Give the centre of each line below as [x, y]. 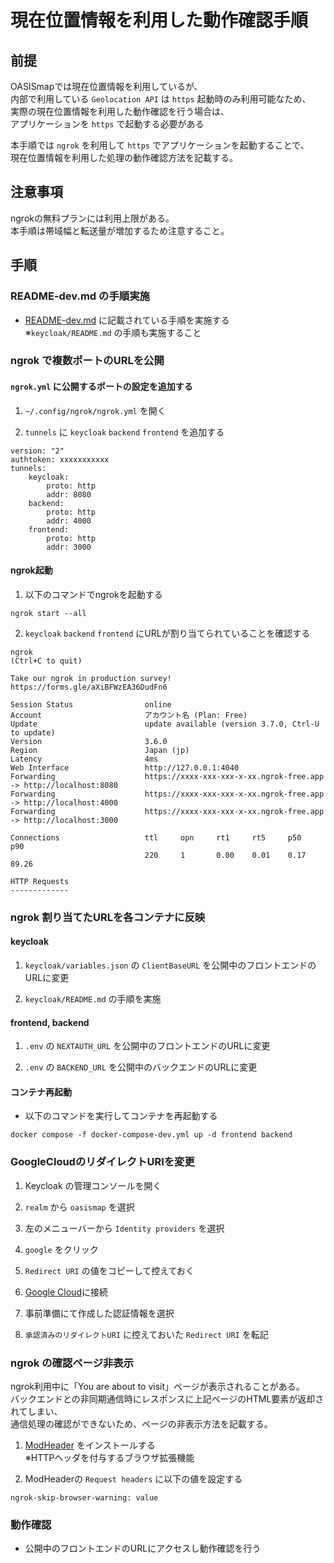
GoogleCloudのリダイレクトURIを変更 [102, 1162]
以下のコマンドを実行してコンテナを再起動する [121, 1116]
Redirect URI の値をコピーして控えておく [109, 1270]
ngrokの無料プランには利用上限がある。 [92, 218]
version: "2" [37, 451]
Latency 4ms [84, 759]
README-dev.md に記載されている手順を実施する [127, 320]
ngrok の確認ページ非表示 [72, 1363]
